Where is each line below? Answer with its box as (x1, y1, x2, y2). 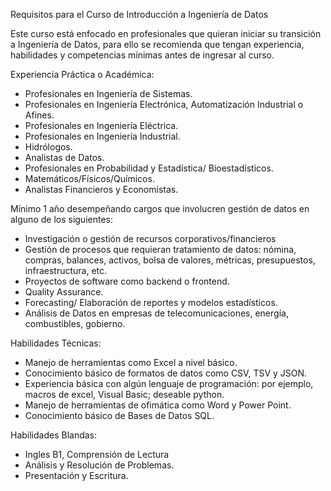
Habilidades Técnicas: (10, 337, 102, 349)
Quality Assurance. (24, 286, 104, 298)
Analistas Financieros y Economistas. (24, 184, 179, 195)
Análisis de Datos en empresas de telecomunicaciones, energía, (24, 307, 289, 319)
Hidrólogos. (24, 141, 73, 153)
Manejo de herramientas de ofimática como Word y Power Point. (24, 399, 292, 411)
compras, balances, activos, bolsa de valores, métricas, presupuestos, (24, 254, 316, 266)
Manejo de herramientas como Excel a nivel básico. (24, 357, 238, 368)
